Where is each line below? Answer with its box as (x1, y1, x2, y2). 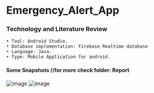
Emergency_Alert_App (6, 4, 119, 17)
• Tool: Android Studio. (6, 38, 68, 45)
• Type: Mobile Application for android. (6, 54, 111, 60)
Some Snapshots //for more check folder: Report (6, 67, 130, 74)
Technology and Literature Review (6, 25, 107, 33)
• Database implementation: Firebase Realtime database (6, 44, 148, 49)
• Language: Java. (6, 49, 52, 55)
